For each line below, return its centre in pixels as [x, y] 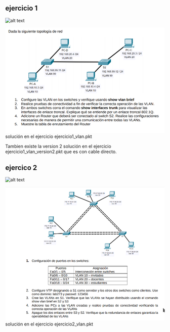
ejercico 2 [21, 168]
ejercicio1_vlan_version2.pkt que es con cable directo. [61, 152]
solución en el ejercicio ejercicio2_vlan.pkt [49, 324]
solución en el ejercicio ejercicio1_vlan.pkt [49, 136]
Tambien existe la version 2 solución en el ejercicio [58, 147]
